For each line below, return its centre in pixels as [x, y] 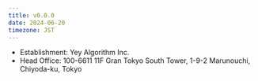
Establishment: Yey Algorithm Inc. [74, 53]
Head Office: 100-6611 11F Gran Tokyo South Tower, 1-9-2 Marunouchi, [135, 61]
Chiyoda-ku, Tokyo [51, 69]
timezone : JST [32, 30]
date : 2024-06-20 [37, 23]
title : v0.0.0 [32, 15]
